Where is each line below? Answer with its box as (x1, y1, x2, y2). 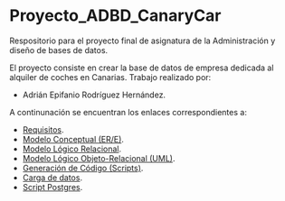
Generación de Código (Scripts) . (22, 162, 144, 173)
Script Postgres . (22, 181, 83, 192)
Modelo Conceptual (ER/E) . (22, 133, 125, 144)
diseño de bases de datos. (9, 44, 109, 55)
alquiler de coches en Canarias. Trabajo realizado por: (9, 71, 212, 82)
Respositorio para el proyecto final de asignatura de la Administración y (9, 35, 276, 46)
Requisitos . (22, 123, 65, 135)
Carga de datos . (22, 172, 83, 183)
